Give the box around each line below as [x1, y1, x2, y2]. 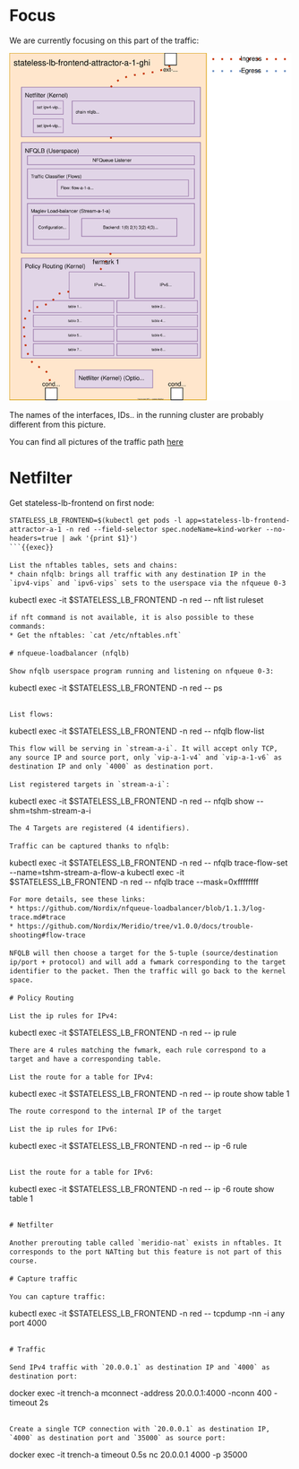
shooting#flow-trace [9, 931, 87, 940]
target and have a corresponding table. [9, 1055, 163, 1064]
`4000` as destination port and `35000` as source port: [9, 1434, 226, 1443]
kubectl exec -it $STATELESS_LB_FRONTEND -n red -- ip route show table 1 [9, 1089, 290, 1100]
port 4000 [9, 1317, 47, 1328]
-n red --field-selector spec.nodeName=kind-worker [65, 526, 262, 535]
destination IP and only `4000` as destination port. [9, 762, 215, 771]
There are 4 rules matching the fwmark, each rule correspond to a [9, 1046, 267, 1055]
